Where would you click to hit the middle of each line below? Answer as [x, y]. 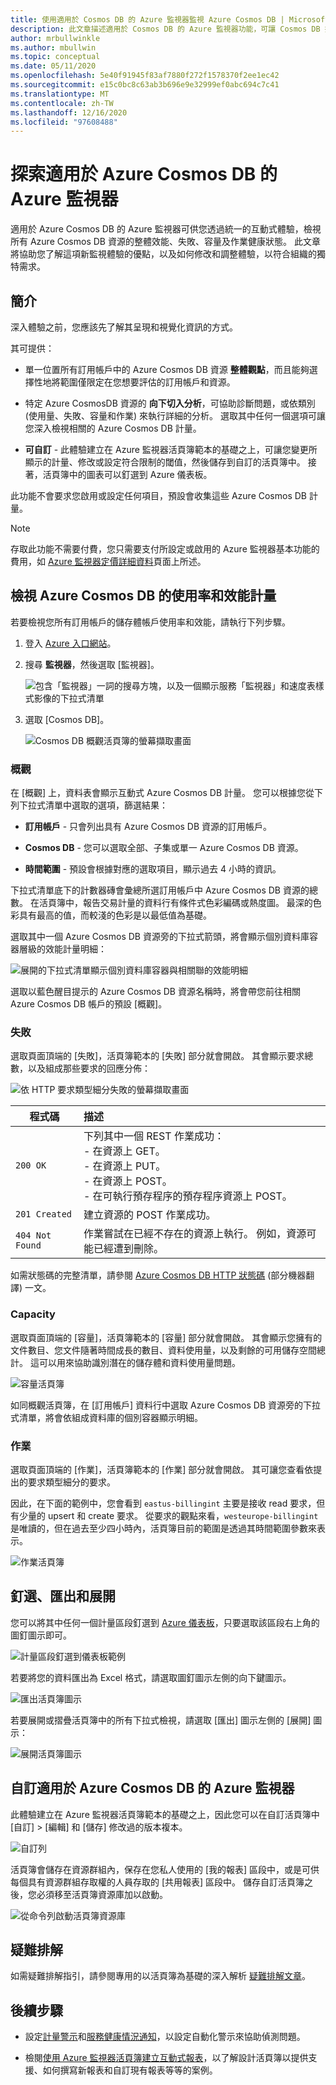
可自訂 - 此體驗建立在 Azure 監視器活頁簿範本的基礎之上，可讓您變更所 [171, 449]
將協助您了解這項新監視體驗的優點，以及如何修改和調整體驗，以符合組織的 [163, 254]
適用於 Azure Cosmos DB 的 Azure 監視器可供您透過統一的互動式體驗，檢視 [166, 229]
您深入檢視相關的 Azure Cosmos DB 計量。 [113, 428]
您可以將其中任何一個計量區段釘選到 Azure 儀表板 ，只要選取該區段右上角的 [165, 1622]
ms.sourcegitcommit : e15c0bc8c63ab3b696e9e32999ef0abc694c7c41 [145, 85]
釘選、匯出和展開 [63, 1596]
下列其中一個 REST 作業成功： [154, 1136]
